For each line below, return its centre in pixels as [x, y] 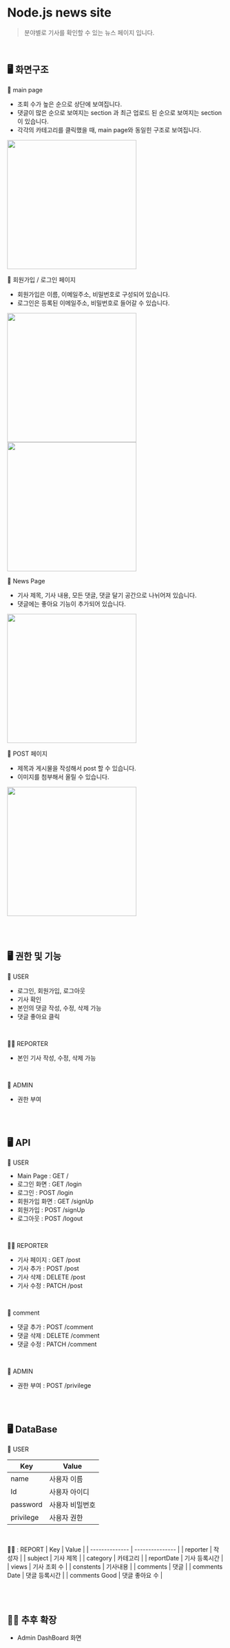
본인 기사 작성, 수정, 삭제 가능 [56, 1058]
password [27, 1505]
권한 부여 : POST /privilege [54, 1386]
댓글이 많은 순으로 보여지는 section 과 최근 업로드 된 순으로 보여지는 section [119, 112]
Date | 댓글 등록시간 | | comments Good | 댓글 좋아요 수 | [85, 1576]
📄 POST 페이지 [28, 753]
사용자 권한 [66, 1518]
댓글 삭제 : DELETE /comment [58, 1336]
